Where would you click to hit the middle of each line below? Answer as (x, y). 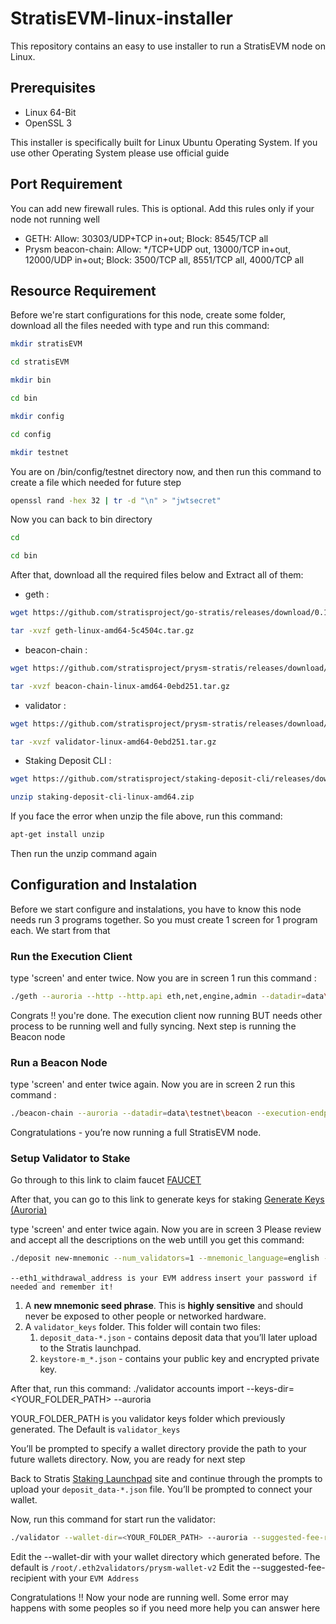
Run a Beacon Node (59, 1062)
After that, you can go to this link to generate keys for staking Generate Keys (167, 1199)
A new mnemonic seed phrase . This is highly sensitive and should (164, 1306)
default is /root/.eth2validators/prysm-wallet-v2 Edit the (130, 1568)
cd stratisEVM (40, 362)
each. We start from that (60, 930)
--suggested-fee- (289, 1568)
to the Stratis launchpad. (90, 1348)
